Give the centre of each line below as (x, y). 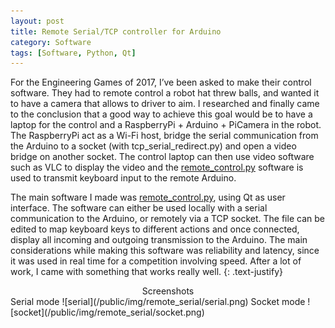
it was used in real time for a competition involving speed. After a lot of (156, 261)
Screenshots (168, 291)
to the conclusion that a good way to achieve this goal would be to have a (161, 114)
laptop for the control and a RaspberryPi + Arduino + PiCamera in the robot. (166, 125)
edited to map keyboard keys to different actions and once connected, (155, 229)
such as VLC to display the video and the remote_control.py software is (157, 167)
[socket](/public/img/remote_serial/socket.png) (107, 312)
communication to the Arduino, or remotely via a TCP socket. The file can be (167, 219)
